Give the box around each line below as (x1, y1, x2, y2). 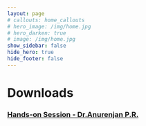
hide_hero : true (7, 49, 54, 56)
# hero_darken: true (7, 29, 67, 37)
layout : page (7, 10, 45, 17)
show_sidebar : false (7, 42, 67, 49)
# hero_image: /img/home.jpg (7, 23, 91, 30)
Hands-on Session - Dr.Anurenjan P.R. (7, 109, 139, 119)
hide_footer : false (7, 55, 64, 62)
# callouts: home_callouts (7, 17, 85, 24)
